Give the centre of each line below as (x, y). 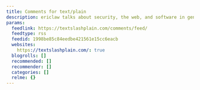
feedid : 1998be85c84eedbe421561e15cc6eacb (65, 39)
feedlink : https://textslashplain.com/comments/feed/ (79, 28)
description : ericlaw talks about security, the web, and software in (96, 17)
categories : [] (30, 72)
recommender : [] (32, 67)
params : (16, 22)
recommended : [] (32, 61)
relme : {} (24, 78)
